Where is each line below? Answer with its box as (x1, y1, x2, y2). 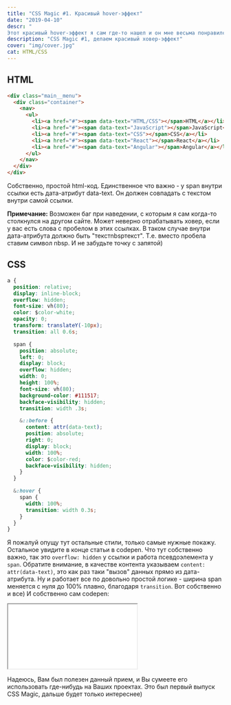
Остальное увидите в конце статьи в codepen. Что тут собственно (7, 546, 203, 554)
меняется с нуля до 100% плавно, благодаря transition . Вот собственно (7, 582, 221, 591)
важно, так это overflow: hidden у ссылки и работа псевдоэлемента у (7, 553, 214, 562)
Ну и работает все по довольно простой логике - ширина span (37, 575, 222, 583)
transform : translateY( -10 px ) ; (13, 322, 103, 329)
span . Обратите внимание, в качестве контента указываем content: (7, 560, 206, 569)
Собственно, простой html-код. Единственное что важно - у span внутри (7, 182, 222, 190)
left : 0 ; (19, 354, 45, 360)
